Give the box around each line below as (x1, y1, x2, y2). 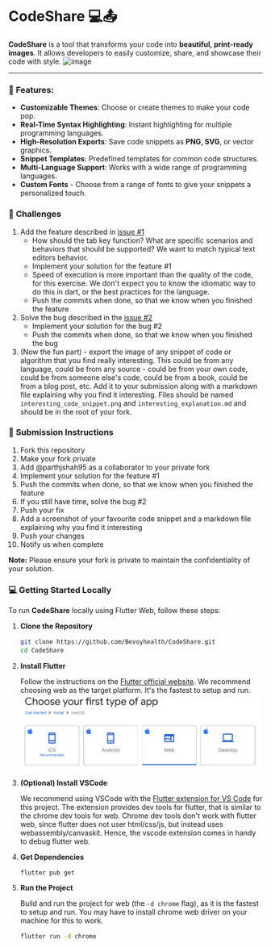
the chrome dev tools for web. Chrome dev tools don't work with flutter (19, 811, 256, 820)
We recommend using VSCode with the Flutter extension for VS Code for (19, 793, 263, 803)
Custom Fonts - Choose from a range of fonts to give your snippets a (19, 180, 252, 190)
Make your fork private (19, 453, 97, 463)
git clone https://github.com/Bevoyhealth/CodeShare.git (19, 638, 216, 646)
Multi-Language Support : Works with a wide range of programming (19, 163, 248, 173)
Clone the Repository (19, 621, 93, 631)
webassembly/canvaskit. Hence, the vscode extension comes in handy (19, 828, 256, 837)
